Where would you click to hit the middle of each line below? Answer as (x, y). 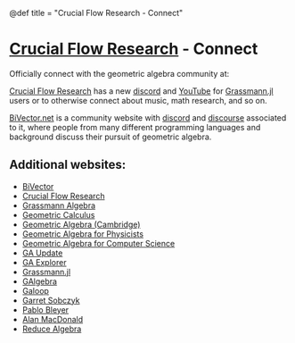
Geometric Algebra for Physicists (83, 234)
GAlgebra (40, 281)
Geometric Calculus (58, 214)
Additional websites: (68, 165)
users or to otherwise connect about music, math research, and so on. (138, 100)
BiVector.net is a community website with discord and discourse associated (148, 117)
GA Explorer (44, 262)
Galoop (35, 290)
